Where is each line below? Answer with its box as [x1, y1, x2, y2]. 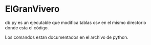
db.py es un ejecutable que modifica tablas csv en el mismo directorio [5, 20, 147, 25]
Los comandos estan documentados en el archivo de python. [5, 34, 129, 40]
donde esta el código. [5, 24, 49, 30]
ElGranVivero [5, 3, 60, 15]
